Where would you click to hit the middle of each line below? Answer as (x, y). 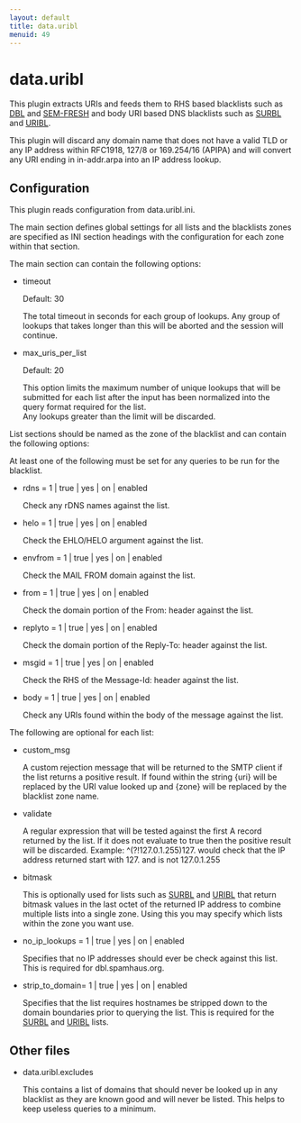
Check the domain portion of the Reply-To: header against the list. (145, 645)
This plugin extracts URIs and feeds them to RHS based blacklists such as (146, 104)
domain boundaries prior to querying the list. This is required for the (148, 1013)
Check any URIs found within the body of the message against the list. (153, 715)
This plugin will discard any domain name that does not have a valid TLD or (149, 141)
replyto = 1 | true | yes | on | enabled (90, 628)
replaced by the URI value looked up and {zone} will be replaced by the (154, 787)
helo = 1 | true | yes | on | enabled (85, 523)
